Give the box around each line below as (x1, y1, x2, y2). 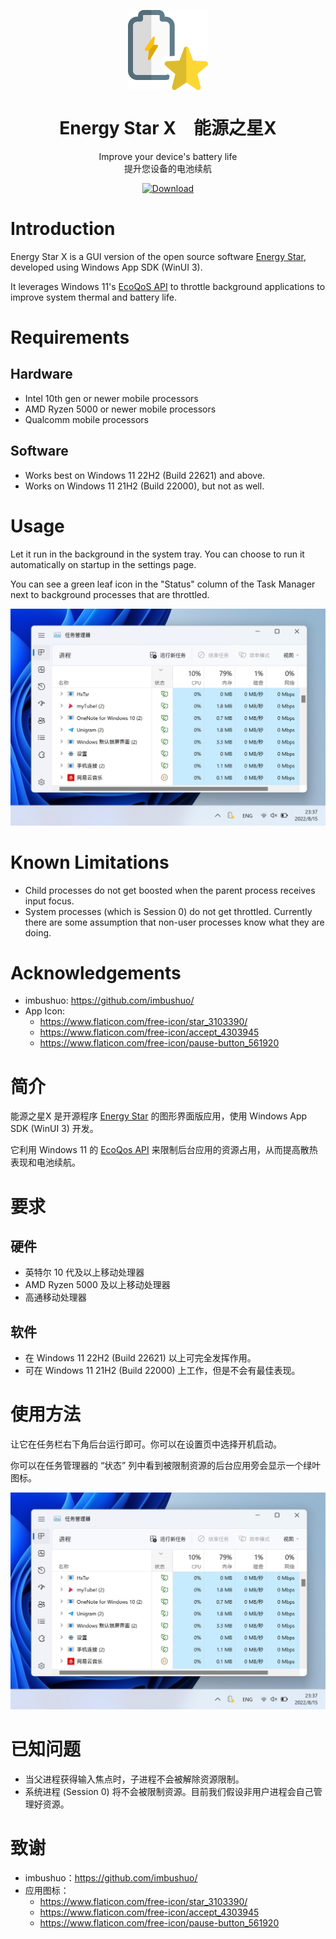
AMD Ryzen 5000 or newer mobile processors (24, 403, 217, 415)
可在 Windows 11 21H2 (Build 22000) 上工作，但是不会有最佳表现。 (24, 1365, 301, 1377)
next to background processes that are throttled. (10, 588, 210, 600)
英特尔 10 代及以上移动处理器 (24, 1266, 145, 1279)
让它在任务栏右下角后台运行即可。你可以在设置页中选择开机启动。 (10, 1438, 282, 1450)
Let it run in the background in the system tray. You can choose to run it (10, 548, 305, 560)
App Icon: (24, 1005, 65, 1017)
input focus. (24, 895, 75, 907)
